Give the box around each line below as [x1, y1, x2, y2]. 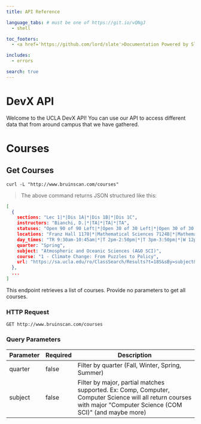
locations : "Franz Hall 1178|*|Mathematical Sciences [17, 231, 154, 237]
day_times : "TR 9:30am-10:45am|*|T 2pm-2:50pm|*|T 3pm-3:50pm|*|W [17, 237, 186, 243]
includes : [6, 52, 31, 59]
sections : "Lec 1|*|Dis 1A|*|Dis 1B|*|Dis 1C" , [17, 214, 138, 220]
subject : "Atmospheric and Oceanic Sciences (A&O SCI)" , [17, 248, 162, 254]
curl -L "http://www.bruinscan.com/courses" [6, 181, 119, 187]
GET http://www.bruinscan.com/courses [6, 322, 103, 328]
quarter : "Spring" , [17, 242, 66, 249]
